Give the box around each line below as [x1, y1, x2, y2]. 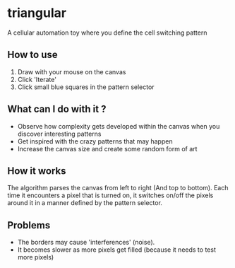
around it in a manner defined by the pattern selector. [7, 199, 162, 207]
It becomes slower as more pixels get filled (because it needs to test [17, 245, 217, 254]
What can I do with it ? [7, 103, 107, 115]
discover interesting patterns [17, 129, 102, 138]
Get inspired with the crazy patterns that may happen [17, 136, 173, 146]
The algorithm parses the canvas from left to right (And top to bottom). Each [7, 184, 229, 192]
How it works [7, 165, 66, 177]
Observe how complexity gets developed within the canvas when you [17, 122, 220, 130]
